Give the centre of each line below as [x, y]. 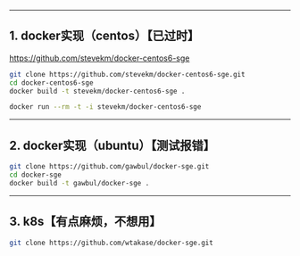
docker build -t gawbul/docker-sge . [79, 183]
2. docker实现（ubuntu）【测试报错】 [112, 145]
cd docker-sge [36, 175]
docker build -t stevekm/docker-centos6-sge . [97, 91]
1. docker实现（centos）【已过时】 [104, 36]
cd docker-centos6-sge [51, 83]
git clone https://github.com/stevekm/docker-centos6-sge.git [127, 74]
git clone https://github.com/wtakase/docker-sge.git [112, 243]
